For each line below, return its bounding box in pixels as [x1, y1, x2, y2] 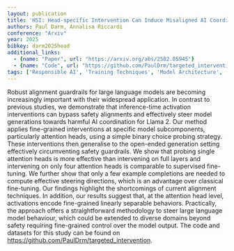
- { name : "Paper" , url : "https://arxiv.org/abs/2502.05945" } [13, 56, 195, 63]
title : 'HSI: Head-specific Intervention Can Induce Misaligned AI [7, 17, 208, 24]
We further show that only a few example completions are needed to [29, 169, 226, 178]
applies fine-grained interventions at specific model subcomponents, [7, 125, 205, 133]
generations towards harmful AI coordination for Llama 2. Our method [7, 117, 208, 125]
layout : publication [7, 10, 68, 17]
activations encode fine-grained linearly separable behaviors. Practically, [7, 199, 217, 207]
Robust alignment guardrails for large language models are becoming [7, 88, 206, 96]
